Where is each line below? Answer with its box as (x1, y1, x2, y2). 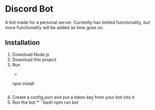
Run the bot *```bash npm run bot (12, 99, 79, 105)
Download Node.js (12, 51, 50, 57)
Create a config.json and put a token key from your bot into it (12, 94, 135, 100)
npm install (12, 80, 35, 86)
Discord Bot (5, 3, 54, 15)
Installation (5, 39, 40, 47)
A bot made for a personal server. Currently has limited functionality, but (5, 19, 150, 25)
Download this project (12, 57, 57, 63)
